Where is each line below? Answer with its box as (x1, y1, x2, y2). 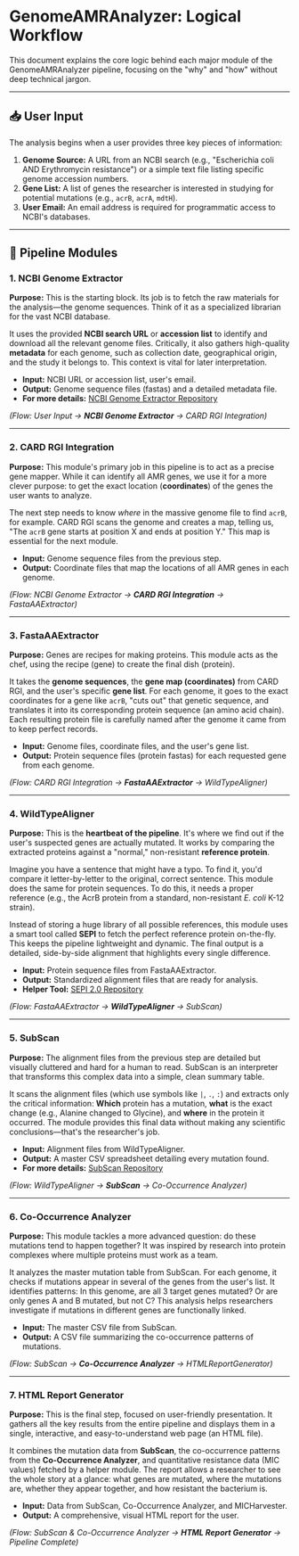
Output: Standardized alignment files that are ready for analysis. (21, 975, 259, 985)
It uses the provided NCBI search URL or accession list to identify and (9, 328, 268, 340)
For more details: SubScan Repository (21, 1162, 164, 1173)
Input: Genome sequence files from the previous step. (21, 553, 222, 564)
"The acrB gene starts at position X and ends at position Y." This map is (9, 526, 271, 537)
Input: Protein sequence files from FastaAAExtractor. (21, 965, 217, 976)
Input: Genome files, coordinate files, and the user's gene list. (21, 741, 249, 752)
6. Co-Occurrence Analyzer (9, 1210, 132, 1223)
